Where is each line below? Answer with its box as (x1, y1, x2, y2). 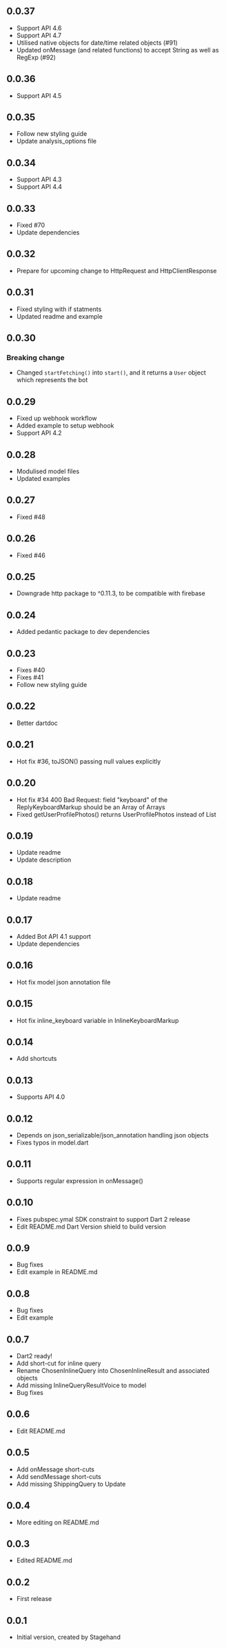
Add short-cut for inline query (16, 1359, 101, 1368)
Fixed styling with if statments (16, 305, 102, 313)
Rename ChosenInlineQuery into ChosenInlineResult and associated (16, 1367, 209, 1375)
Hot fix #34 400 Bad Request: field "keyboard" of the (16, 795, 168, 804)
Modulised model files (16, 467, 80, 475)
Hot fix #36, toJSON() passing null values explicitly (16, 757, 161, 765)
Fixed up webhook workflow (16, 414, 97, 423)
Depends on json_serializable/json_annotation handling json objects (16, 1131, 209, 1139)
